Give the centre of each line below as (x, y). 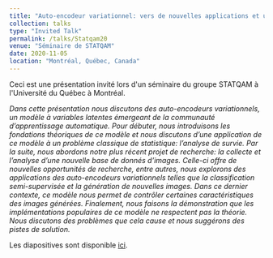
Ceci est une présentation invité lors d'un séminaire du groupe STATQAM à (134, 84)
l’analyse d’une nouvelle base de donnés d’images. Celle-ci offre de (123, 160)
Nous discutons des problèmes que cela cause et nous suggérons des (127, 221)
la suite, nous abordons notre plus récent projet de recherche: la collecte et (135, 152)
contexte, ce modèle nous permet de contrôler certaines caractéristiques (132, 195)
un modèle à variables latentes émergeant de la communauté (112, 117)
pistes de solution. (40, 229)
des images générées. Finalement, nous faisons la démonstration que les (132, 203)
